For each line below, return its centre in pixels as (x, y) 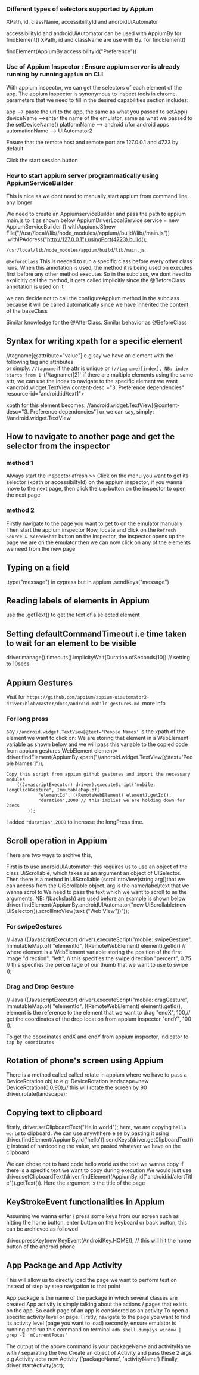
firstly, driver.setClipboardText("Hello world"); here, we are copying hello (96, 1127)
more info (154, 703)
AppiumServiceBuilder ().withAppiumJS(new (61, 226)
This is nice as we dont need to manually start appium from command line (97, 196)
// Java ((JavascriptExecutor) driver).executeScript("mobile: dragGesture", (97, 1000)
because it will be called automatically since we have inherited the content (97, 304)
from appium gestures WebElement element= (62, 751)
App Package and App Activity (64, 1265)
